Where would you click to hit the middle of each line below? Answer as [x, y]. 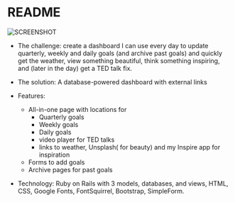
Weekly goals [59, 124]
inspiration [54, 155]
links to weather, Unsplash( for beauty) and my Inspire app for [130, 147]
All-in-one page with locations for [77, 109]
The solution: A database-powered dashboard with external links [112, 82]
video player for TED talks [77, 140]
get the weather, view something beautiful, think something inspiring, [119, 60]
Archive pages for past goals [70, 169]
